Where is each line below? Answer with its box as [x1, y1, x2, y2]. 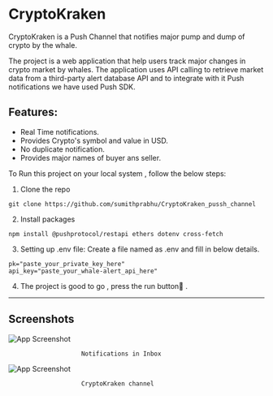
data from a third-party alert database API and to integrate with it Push [8, 73, 245, 83]
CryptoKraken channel [80, 379, 154, 388]
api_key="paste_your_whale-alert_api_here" [8, 267, 158, 275]
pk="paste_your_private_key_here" [8, 260, 126, 268]
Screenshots [8, 312, 75, 326]
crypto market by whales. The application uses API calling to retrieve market [8, 64, 264, 74]
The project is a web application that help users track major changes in [8, 56, 246, 66]
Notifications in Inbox [80, 350, 162, 358]
